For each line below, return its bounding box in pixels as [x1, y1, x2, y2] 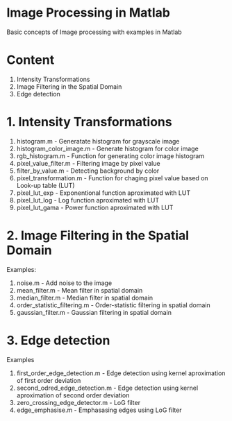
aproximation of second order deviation [16, 390, 130, 399]
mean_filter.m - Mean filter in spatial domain [16, 286, 143, 294]
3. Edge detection [6, 332, 110, 348]
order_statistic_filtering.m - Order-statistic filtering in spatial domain [16, 300, 210, 309]
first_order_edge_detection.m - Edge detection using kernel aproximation [16, 369, 226, 377]
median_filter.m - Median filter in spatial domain [16, 293, 154, 302]
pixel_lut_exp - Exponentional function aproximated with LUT [16, 189, 191, 197]
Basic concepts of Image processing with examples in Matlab [6, 28, 182, 36]
